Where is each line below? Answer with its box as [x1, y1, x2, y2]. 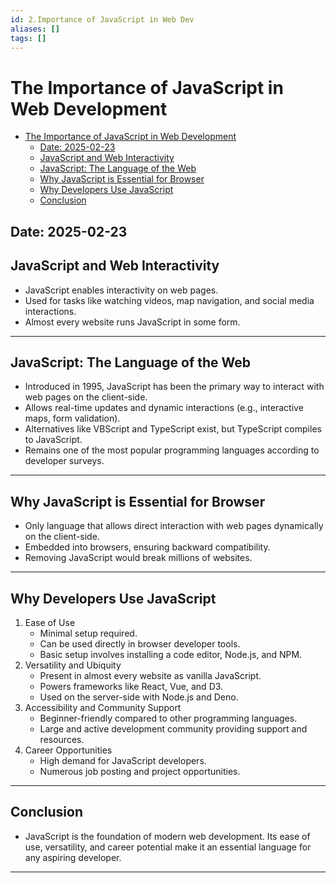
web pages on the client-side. [24, 391, 148, 403]
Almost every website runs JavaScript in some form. [24, 316, 241, 328]
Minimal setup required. [39, 627, 138, 639]
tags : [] [10, 33, 47, 43]
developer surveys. [24, 455, 105, 467]
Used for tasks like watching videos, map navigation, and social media [24, 294, 315, 306]
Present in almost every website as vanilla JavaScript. [39, 669, 262, 681]
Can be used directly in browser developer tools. [39, 637, 241, 650]
